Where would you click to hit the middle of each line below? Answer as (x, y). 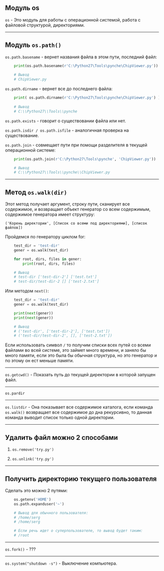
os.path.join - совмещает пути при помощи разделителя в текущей (76, 145)
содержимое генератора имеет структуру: (50, 214)
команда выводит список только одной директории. (60, 417)
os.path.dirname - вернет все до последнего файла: (59, 89)
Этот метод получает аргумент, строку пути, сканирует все (68, 204)
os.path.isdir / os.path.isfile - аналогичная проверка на (67, 130)
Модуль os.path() (33, 45)
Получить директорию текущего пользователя (81, 479)
